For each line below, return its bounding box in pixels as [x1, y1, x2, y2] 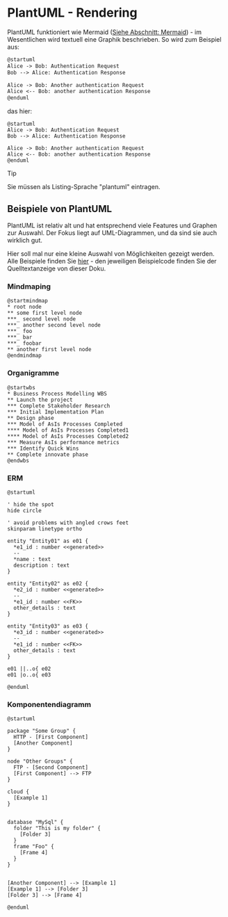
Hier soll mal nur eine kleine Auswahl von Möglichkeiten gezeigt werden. [7, 250, 215, 258]
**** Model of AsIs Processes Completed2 [7, 432, 129, 439]
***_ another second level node [7, 322, 101, 329]
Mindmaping [7, 282, 51, 291]
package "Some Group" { [7, 728, 76, 735]
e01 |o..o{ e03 [7, 671, 51, 679]
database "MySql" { [7, 819, 64, 826]
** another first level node [7, 346, 92, 353]
